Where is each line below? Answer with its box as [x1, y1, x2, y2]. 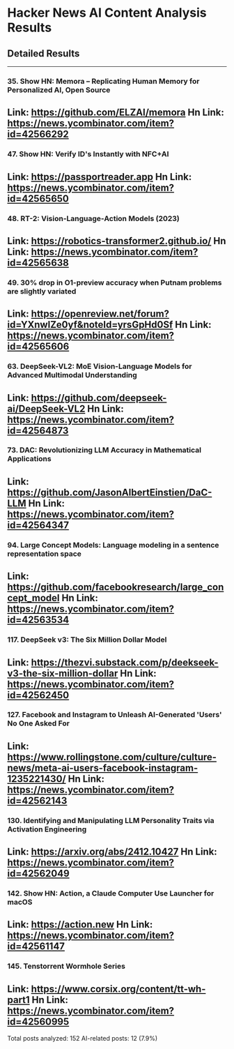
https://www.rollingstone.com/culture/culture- [7, 751, 217, 763]
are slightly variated [7, 286, 77, 296]
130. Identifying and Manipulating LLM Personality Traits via [7, 815, 214, 825]
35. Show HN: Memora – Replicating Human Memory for [7, 76, 200, 86]
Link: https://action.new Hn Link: [7, 919, 153, 930]
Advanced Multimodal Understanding [7, 370, 137, 380]
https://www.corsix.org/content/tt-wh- [31, 983, 206, 995]
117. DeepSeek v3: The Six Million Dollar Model [7, 635, 167, 644]
